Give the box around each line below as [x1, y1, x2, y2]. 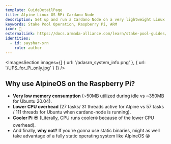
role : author [14, 45, 42, 50]
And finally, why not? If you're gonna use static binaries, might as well [12, 128, 160, 134]
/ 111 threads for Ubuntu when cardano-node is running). [12, 109, 131, 115]
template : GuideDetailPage [5, 7, 63, 13]
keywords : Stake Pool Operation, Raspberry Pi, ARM [5, 21, 117, 27]
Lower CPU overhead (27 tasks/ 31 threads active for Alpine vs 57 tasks [12, 104, 164, 110]
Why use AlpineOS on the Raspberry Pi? [5, 79, 135, 88]
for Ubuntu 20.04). [12, 98, 52, 104]
